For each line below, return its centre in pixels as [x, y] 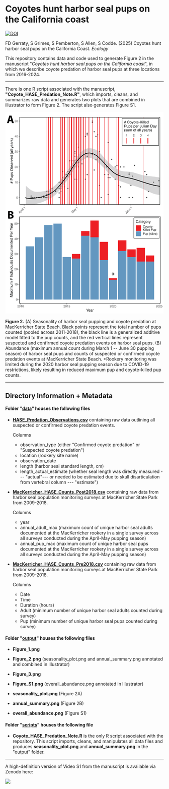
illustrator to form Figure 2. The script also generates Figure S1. [71, 105]
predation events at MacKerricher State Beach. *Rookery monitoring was [81, 359]
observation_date [38, 461]
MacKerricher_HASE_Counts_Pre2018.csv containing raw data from [84, 564]
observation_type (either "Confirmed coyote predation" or [80, 445]
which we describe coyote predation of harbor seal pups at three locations [82, 69]
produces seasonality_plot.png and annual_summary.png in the [80, 747]
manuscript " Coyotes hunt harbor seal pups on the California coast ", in [79, 64]
